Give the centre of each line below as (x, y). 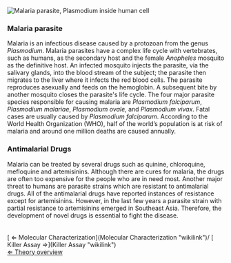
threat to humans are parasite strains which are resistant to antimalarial (108, 186)
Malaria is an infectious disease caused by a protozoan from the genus (108, 43)
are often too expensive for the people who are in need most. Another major (115, 178)
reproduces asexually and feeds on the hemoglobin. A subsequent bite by (112, 87)
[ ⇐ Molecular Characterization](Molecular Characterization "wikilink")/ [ (110, 237)
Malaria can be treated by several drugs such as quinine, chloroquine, (106, 164)
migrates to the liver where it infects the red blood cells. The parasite (105, 80)
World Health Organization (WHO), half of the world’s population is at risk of (115, 124)
